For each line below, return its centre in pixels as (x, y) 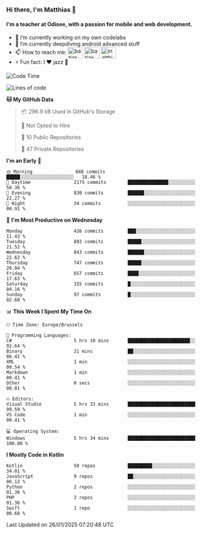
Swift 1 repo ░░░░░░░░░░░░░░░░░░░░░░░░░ (101, 508)
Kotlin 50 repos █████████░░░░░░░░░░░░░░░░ (101, 466)
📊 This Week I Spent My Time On (49, 311)
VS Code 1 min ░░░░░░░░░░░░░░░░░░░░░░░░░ (101, 415)
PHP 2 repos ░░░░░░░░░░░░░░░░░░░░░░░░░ (101, 498)
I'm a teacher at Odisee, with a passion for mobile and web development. (99, 24)
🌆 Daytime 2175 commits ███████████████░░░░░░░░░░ (101, 183)
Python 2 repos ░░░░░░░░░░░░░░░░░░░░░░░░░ (101, 487)
